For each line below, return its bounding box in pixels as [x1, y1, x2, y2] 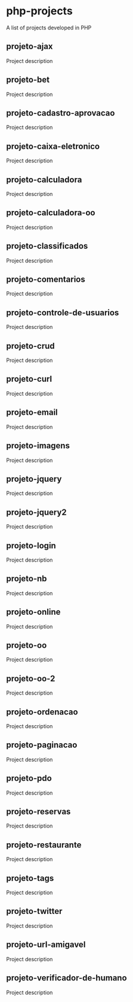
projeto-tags [6, 873, 54, 883]
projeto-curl [6, 374, 52, 384]
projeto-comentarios [6, 274, 85, 285]
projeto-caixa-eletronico [6, 141, 100, 151]
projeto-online [6, 607, 61, 617]
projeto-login [6, 541, 57, 551]
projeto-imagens [6, 440, 70, 451]
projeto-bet [6, 75, 50, 85]
